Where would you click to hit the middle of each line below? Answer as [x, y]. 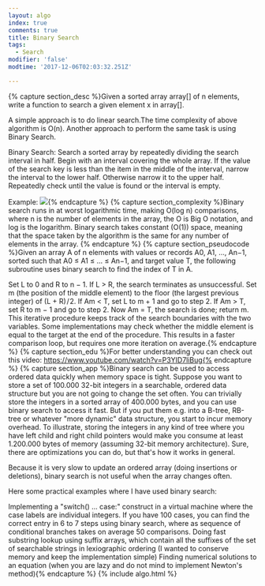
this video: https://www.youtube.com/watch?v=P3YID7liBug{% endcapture [130, 359]
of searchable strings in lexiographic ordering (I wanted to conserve [118, 548]
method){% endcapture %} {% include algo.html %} [93, 573]
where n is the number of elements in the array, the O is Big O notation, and [131, 219]
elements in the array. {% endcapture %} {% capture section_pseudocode [129, 244]
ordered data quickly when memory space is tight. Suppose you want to [125, 377]
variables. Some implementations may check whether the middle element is [131, 326]
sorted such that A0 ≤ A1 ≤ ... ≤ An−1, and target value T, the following [122, 261]
